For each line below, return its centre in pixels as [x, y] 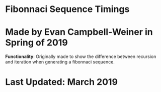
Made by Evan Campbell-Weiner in [79, 32]
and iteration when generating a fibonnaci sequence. [60, 62]
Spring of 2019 [36, 43]
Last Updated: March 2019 [62, 82]
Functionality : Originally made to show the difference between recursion [81, 56]
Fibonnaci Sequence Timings [67, 9]
